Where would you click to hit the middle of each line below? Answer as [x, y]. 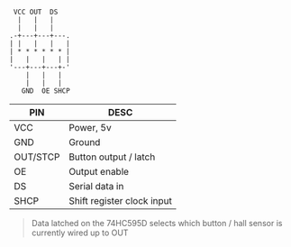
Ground [85, 142]
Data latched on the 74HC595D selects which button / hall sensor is [157, 223]
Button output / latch [112, 157]
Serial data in [96, 186]
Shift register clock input [121, 201]
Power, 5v [90, 128]
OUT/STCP [37, 157]
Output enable [99, 172]
